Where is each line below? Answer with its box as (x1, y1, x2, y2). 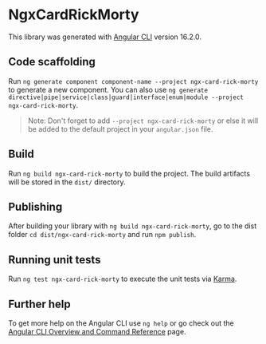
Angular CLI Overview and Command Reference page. (8, 327, 186, 336)
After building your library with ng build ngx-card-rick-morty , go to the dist (8, 221, 257, 231)
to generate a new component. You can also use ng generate (8, 85, 209, 94)
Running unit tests (8, 253, 101, 267)
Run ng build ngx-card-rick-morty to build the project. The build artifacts (8, 168, 251, 178)
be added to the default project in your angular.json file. (27, 124, 213, 133)
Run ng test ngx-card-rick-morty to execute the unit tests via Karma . (8, 274, 237, 284)
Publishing (8, 200, 63, 213)
